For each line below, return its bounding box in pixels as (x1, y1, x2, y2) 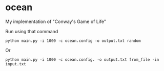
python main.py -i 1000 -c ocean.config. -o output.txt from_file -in (5, 57, 159, 62)
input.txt (5, 61, 27, 66)
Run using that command (5, 28, 58, 34)
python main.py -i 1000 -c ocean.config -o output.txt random (5, 38, 141, 43)
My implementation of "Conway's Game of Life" (5, 18, 107, 25)
